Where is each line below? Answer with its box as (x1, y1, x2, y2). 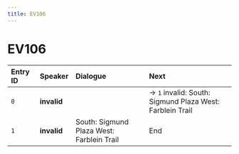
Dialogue (75, 71, 107, 81)
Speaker (39, 71, 69, 81)
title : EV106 (7, 10, 46, 18)
